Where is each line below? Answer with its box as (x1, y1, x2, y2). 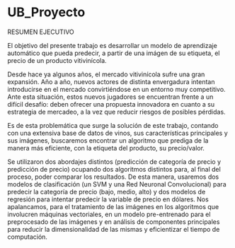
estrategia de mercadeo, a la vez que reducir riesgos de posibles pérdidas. (7, 107, 226, 116)
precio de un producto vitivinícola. (7, 56, 108, 64)
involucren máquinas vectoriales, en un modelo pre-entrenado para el (7, 210, 211, 218)
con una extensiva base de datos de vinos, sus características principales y (7, 129, 228, 137)
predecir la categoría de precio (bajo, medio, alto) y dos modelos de (7, 187, 206, 196)
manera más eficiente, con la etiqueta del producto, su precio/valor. (7, 143, 205, 152)
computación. (7, 232, 48, 241)
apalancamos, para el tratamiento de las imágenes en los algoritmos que (7, 202, 219, 211)
